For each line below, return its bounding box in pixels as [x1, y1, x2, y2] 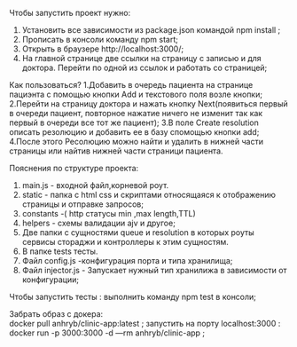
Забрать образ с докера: [9, 309, 104, 319]
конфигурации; [21, 274, 80, 285]
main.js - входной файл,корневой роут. [21, 180, 169, 190]
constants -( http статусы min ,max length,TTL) [21, 209, 197, 218]
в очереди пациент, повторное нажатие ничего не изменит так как [9, 108, 263, 118]
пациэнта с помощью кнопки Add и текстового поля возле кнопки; [9, 89, 263, 99]
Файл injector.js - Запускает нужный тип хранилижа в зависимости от [21, 265, 287, 275]
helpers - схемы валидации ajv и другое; [21, 217, 176, 228]
